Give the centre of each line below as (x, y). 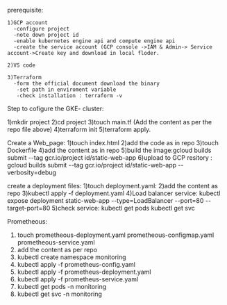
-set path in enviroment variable (66, 90)
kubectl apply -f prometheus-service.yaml (78, 279)
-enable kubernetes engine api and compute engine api (94, 41)
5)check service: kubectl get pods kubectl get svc (124, 208)
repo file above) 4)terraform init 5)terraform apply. (79, 129)
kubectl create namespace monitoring (72, 257)
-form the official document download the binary (86, 83)
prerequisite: (25, 10)
